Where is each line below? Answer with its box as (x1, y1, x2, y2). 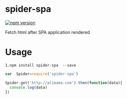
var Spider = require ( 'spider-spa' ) (5, 71, 79, 76)
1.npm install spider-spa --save (5, 63, 77, 67)
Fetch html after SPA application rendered (5, 29, 90, 35)
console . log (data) (9, 85, 48, 90)
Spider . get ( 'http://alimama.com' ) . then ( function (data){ (5, 80, 123, 85)
